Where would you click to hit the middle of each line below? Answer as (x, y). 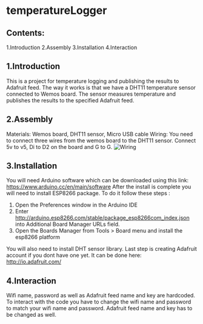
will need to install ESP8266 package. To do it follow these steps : (88, 193)
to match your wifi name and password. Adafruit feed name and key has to (99, 308)
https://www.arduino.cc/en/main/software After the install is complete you (99, 187)
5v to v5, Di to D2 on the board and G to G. (59, 147)
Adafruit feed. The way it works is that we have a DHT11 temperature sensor (101, 87)
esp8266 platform (38, 237)
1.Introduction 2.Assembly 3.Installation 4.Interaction (72, 47)
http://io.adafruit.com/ (34, 262)
